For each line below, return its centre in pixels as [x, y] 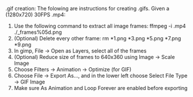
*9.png [22, 44]
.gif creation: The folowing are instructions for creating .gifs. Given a [87, 8]
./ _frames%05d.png [38, 32]
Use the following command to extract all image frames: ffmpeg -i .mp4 [100, 26]
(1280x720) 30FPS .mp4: [36, 15]
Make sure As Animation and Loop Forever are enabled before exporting [101, 88]
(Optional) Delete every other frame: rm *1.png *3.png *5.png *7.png [97, 38]
